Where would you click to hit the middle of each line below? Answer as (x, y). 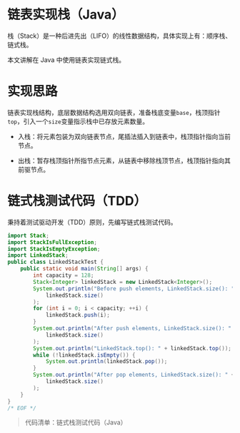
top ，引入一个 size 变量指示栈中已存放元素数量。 (78, 121)
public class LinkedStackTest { (55, 262)
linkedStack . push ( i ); (78, 315)
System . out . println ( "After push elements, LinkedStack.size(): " (132, 329)
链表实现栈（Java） (66, 15)
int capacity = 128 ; (64, 275)
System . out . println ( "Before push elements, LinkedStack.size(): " (134, 289)
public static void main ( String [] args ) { (84, 269)
